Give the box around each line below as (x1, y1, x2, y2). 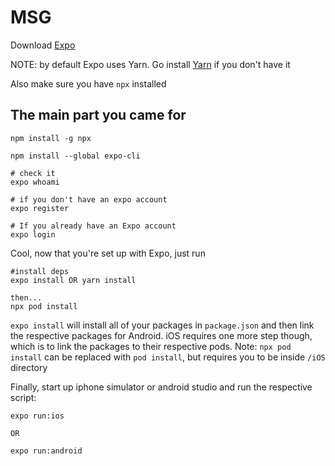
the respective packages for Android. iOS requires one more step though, (10, 329, 313, 341)
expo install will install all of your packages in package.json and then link (10, 319, 315, 331)
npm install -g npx (10, 133, 92, 143)
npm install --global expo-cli (10, 151, 141, 161)
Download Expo (10, 39, 76, 51)
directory (10, 361, 48, 373)
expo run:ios (10, 411, 65, 421)
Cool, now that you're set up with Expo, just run (10, 247, 206, 259)
